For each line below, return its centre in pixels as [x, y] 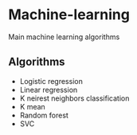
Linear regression [49, 89]
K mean [32, 106]
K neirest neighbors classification [74, 98]
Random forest [44, 115]
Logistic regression [51, 81]
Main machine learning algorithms [64, 37]
